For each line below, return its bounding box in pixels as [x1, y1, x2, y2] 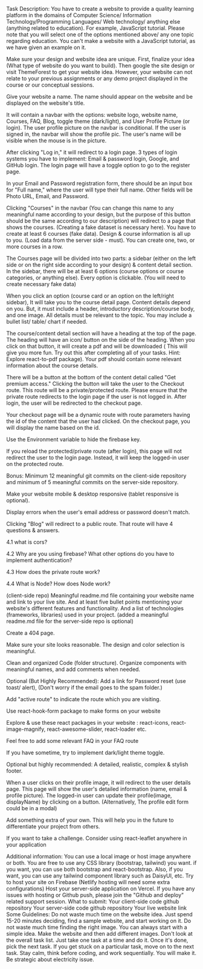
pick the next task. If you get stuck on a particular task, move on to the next [6, 943, 195, 950]
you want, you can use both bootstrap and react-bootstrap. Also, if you [6, 866, 183, 873]
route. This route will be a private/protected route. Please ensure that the [6, 387, 187, 393]
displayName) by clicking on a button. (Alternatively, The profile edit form [6, 798, 189, 805]
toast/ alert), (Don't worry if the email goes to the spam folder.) [6, 684, 163, 691]
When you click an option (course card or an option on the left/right [6, 292, 174, 299]
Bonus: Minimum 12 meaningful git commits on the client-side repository [6, 472, 187, 479]
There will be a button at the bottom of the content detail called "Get [6, 374, 176, 381]
